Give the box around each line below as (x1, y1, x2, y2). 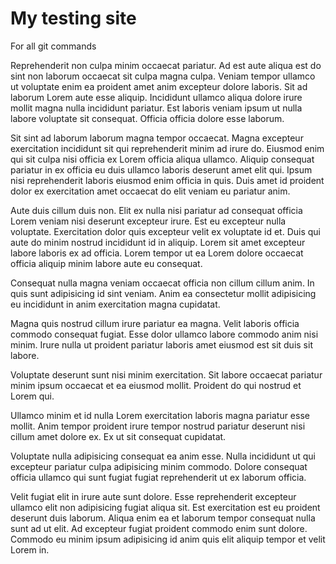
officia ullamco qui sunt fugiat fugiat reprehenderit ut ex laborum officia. (10, 471, 307, 483)
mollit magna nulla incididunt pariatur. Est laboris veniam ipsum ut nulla (10, 102, 303, 114)
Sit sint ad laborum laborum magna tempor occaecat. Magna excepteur (10, 132, 304, 144)
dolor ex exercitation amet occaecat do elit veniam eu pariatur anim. (10, 185, 291, 197)
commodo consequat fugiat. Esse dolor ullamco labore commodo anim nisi (10, 328, 319, 340)
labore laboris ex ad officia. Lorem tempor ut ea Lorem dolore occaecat (10, 247, 304, 259)
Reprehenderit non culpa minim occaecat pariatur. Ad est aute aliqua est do (10, 59, 322, 71)
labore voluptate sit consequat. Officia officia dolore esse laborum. (10, 112, 285, 124)
